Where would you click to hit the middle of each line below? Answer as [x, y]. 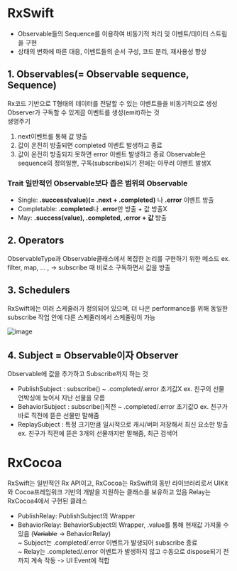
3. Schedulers [39, 290]
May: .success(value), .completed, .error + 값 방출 [92, 218]
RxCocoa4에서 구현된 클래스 [47, 501]
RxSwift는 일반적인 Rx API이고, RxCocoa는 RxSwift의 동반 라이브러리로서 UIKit [118, 483]
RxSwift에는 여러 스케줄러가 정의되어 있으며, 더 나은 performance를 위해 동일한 [118, 308]
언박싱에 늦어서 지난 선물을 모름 [61, 398]
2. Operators [36, 241]
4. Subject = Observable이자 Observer [93, 356]
